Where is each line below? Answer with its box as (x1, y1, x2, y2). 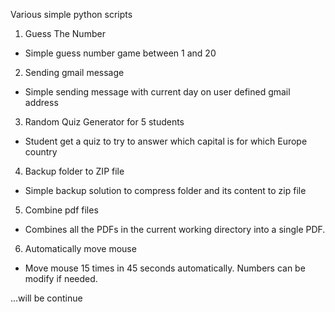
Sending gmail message (24, 67, 125, 78)
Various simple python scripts (10, 9, 133, 20)
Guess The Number (24, 28, 106, 39)
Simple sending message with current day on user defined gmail (24, 86, 291, 98)
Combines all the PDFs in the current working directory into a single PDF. (24, 224, 326, 235)
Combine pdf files (24, 204, 99, 216)
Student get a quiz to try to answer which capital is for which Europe (24, 135, 308, 147)
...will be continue (10, 292, 83, 304)
